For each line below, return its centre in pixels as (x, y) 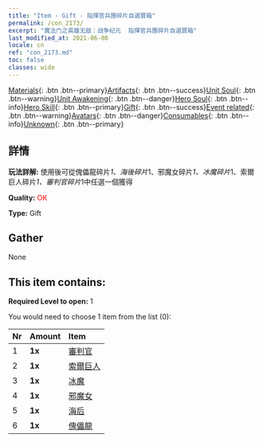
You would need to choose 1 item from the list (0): (90, 317)
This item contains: (57, 282)
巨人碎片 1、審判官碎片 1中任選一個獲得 (71, 182)
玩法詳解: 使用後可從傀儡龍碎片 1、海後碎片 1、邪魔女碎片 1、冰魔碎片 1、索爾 (131, 171)
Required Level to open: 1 (51, 301)
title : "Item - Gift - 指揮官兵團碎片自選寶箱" (82, 16)
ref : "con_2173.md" (41, 53)
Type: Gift (25, 213)
